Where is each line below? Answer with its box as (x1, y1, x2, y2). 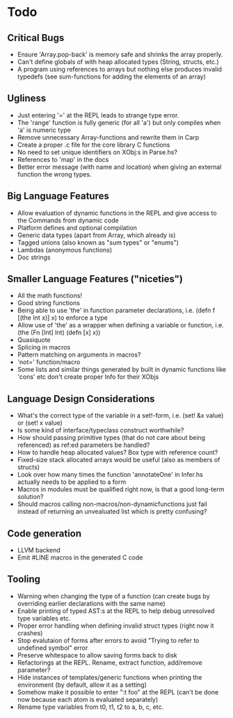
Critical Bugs (7, 32, 65, 44)
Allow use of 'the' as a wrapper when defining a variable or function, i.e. (17, 321, 224, 329)
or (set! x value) (17, 418, 63, 427)
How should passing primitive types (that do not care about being (17, 434, 206, 442)
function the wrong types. (17, 170, 92, 178)
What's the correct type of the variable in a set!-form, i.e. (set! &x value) (17, 411, 224, 420)
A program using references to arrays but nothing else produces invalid (17, 65, 223, 73)
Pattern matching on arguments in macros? (17, 350, 141, 359)
